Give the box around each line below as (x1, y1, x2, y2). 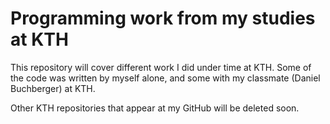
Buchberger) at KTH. (10, 82, 96, 94)
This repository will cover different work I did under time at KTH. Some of (10, 61, 312, 73)
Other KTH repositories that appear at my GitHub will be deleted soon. (10, 102, 300, 114)
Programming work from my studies (10, 7, 316, 30)
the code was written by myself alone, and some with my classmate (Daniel (10, 72, 321, 84)
